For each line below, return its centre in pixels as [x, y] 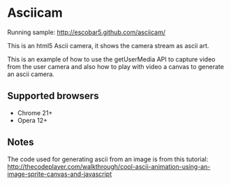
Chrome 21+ [35, 112]
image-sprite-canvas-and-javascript [60, 174]
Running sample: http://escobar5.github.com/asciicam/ [87, 32]
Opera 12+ [32, 120]
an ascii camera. [31, 74]
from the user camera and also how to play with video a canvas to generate [116, 66]
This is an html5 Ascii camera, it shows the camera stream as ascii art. [108, 45]
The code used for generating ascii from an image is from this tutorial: [108, 159]
